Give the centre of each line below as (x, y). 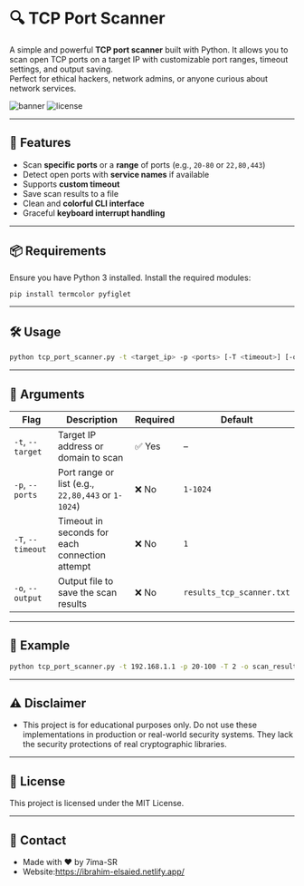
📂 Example (40, 646)
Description (92, 419)
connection (81, 555)
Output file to (85, 580)
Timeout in (81, 521)
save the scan (87, 592)
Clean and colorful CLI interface (83, 203)
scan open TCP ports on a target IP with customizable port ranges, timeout (149, 59)
